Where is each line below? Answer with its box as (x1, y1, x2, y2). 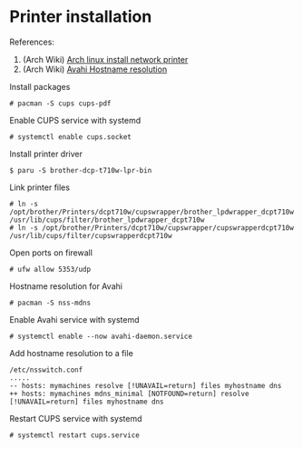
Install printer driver (9, 148, 83, 159)
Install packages (9, 81, 71, 92)
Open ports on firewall (9, 247, 93, 258)
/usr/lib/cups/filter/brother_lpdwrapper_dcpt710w (9, 215, 205, 224)
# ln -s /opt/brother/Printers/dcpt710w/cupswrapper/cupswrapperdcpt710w (9, 223, 295, 233)
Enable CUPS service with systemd (9, 115, 142, 125)
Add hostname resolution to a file (9, 347, 133, 358)
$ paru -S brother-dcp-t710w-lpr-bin (9, 165, 152, 175)
